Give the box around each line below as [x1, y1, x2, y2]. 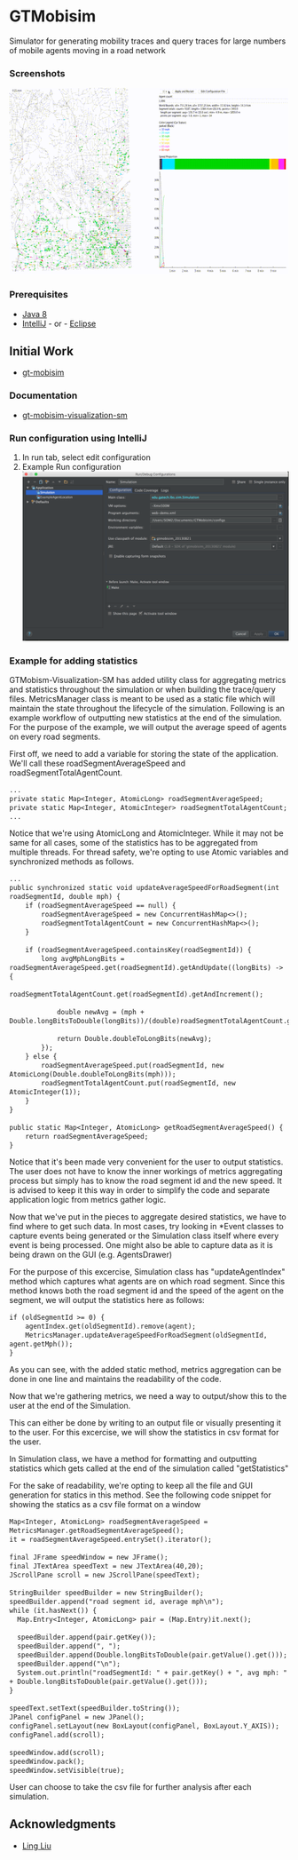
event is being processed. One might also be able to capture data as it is [9, 1240, 273, 1251]
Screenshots [9, 67, 66, 79]
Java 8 [21, 308, 47, 319]
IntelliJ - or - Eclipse [21, 318, 97, 329]
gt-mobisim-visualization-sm [21, 409, 129, 420]
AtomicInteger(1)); [9, 1088, 82, 1097]
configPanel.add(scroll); [9, 1730, 105, 1740]
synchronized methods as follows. [9, 856, 135, 867]
